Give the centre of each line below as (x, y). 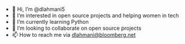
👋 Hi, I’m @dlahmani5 (38, 9)
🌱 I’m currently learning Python (50, 22)
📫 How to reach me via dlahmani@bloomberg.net (74, 35)
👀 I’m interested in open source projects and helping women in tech (95, 15)
